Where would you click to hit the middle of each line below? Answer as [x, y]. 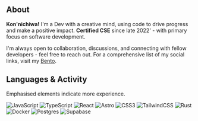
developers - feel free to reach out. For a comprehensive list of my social [95, 54]
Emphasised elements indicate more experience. [66, 94]
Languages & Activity [47, 79]
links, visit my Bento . [32, 60]
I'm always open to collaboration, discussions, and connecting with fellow [96, 48]
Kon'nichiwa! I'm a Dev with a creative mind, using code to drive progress [97, 24]
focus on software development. [46, 36]
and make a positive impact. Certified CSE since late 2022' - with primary [97, 30]
